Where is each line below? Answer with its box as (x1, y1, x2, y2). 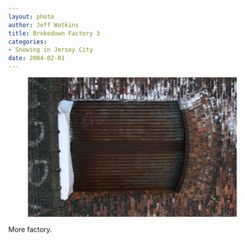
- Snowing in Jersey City (8, 46, 93, 54)
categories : (8, 38, 47, 46)
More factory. (8, 225, 53, 234)
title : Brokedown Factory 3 (8, 29, 101, 37)
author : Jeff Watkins (8, 20, 80, 29)
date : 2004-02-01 (8, 54, 65, 62)
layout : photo (8, 13, 55, 20)
